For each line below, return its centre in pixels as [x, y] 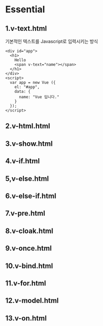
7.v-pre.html [25, 213]
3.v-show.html [29, 143]
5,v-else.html [27, 178]
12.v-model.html [32, 301]
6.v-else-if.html [31, 196]
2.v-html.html [28, 126]
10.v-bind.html [29, 266]
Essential [25, 9]
